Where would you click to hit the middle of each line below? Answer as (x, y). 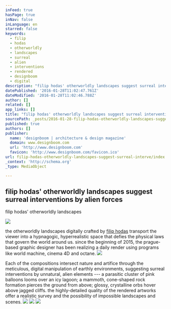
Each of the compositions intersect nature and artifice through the (75, 264)
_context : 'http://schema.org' (38, 162)
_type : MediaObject (26, 166)
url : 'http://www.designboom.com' (46, 148)
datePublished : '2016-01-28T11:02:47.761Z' (52, 91)
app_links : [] (20, 110)
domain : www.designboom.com (40, 143)
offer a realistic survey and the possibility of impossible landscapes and (80, 296)
